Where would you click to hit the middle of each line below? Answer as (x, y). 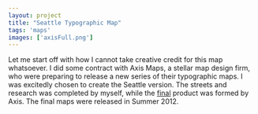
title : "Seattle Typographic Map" (65, 23)
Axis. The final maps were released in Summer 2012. (93, 101)
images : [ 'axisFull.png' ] (50, 37)
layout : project (35, 15)
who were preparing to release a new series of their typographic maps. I (125, 76)
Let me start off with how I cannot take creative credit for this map (116, 60)
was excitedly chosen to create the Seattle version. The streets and (118, 85)
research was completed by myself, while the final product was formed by (129, 93)
